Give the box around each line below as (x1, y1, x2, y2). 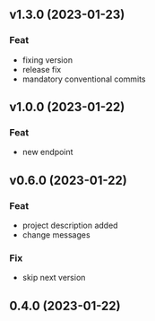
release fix (22, 64, 62, 74)
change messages (22, 230, 91, 240)
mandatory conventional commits (22, 74, 146, 84)
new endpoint (22, 147, 73, 158)
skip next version (22, 273, 86, 283)
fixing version (22, 54, 73, 65)
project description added (22, 220, 118, 231)
